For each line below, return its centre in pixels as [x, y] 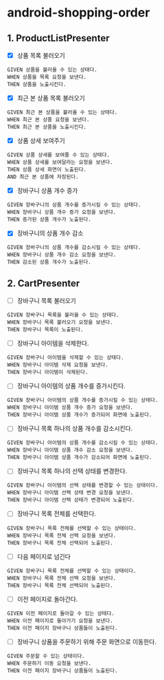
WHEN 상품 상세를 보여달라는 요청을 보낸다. [60, 162]
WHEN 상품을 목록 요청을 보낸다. [47, 77]
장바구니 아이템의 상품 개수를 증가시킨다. [71, 386]
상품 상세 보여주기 [41, 141]
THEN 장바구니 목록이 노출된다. [45, 330]
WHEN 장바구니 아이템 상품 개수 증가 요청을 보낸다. [70, 407]
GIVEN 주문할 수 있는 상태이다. [46, 656]
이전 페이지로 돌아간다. [47, 599]
